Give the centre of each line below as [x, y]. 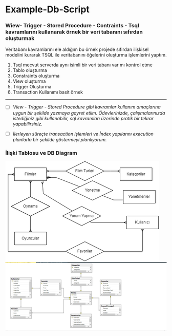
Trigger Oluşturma [32, 87]
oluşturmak [20, 39]
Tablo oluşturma [30, 70]
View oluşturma [29, 81]
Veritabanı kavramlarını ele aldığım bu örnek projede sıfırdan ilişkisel [77, 49]
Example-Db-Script [47, 10]
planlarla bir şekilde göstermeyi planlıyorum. [60, 139]
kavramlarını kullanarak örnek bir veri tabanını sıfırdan [74, 32]
